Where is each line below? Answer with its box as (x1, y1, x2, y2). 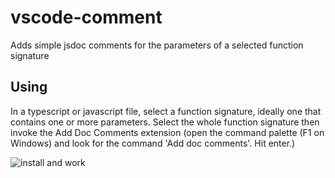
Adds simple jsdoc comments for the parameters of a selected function (10, 39, 304, 51)
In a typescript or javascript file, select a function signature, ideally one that (10, 105, 322, 117)
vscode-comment (10, 6, 163, 29)
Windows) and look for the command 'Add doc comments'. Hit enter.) (10, 137, 296, 149)
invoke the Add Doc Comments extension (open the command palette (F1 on (10, 126, 325, 138)
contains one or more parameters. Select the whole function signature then (10, 116, 320, 128)
